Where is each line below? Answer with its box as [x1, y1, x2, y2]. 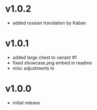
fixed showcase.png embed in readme [12, 59, 92, 66]
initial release [12, 99, 40, 105]
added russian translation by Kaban [12, 20, 86, 26]
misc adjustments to [12, 65, 55, 71]
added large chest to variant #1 [12, 54, 77, 60]
